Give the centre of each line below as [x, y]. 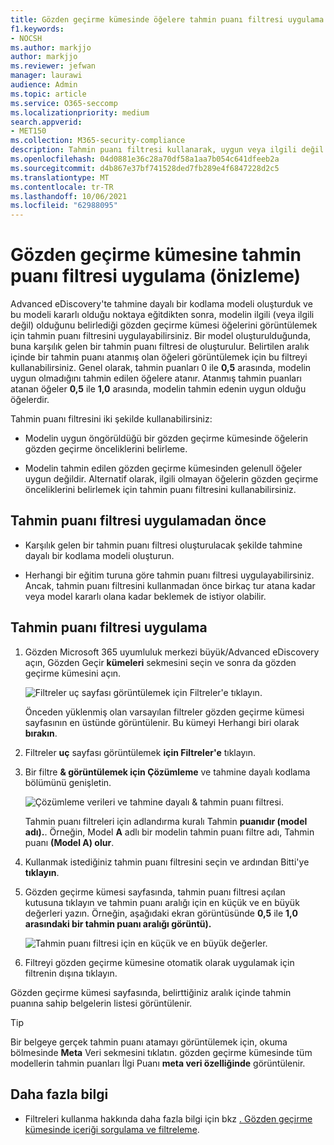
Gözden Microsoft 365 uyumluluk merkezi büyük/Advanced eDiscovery [172, 652]
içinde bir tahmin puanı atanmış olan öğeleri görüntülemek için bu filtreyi [159, 357]
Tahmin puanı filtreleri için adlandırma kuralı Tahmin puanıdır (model [166, 821]
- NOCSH [26, 38]
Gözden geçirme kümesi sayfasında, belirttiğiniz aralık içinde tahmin [151, 992]
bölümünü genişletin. [68, 782]
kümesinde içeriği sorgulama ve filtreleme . [112, 1129]
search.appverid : [46, 122]
